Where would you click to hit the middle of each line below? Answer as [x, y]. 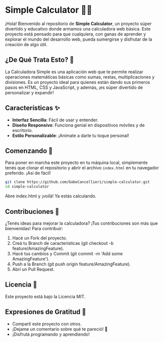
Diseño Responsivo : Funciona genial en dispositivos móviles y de [78, 125]
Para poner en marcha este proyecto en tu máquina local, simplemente [76, 163]
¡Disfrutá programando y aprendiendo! [51, 334]
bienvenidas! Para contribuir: [34, 228]
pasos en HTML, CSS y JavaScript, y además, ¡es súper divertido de [74, 87]
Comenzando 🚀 [29, 151]
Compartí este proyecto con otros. [47, 324]
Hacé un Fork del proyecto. [40, 238]
